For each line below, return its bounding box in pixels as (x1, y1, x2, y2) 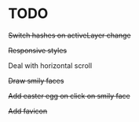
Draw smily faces (8, 76, 64, 85)
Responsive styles (8, 45, 68, 55)
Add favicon (8, 106, 48, 116)
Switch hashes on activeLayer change (8, 30, 131, 40)
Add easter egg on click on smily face (8, 91, 131, 100)
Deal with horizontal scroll (8, 60, 93, 70)
